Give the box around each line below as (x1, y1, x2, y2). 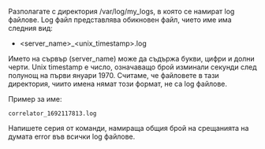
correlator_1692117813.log (8, 110, 97, 117)
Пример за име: (8, 95, 62, 103)
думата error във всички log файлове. (8, 132, 136, 141)
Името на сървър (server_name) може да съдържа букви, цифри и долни (8, 54, 255, 63)
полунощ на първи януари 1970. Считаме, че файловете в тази (8, 71, 219, 80)
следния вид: (8, 24, 53, 32)
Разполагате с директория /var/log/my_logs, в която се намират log (8, 7, 235, 16)
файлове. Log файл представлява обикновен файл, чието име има (8, 15, 232, 24)
